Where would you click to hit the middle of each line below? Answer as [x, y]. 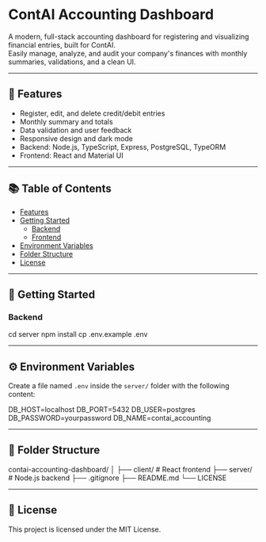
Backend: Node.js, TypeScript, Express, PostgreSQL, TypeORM [123, 147]
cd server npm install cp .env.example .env [78, 334]
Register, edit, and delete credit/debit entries [92, 113]
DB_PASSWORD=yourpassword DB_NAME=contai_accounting [110, 418]
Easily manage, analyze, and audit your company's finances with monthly [128, 53]
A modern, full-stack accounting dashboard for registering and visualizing [129, 36]
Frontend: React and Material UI [72, 155]
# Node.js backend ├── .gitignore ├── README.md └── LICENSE [118, 478]
